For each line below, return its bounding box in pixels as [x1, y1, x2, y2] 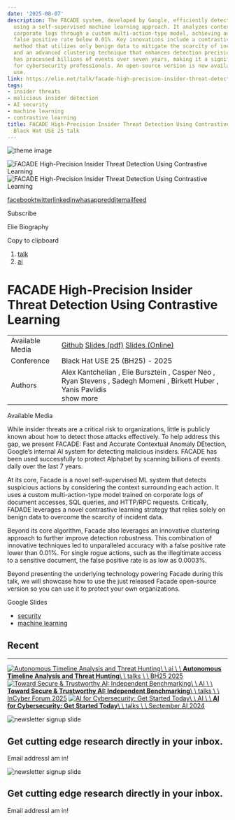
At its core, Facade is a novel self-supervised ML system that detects [7, 476, 206, 484]
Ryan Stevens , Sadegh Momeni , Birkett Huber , [62, 376, 219, 386]
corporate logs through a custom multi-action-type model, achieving [13, 29, 220, 37]
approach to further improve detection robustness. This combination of [7, 534, 212, 542]
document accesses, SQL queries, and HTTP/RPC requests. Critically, [7, 498, 208, 507]
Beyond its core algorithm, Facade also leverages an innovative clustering [7, 526, 220, 535]
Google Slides [7, 598, 48, 607]
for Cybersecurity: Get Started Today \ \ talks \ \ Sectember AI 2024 [7, 702, 205, 710]
